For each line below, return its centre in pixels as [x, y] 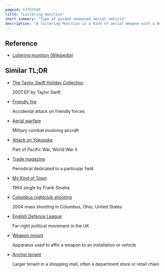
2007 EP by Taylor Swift [36, 92]
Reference [21, 43]
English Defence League [37, 216]
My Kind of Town [29, 178]
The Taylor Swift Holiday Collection [48, 82]
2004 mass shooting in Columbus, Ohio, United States [67, 206]
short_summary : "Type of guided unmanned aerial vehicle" [66, 19]
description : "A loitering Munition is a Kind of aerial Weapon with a [80, 23]
